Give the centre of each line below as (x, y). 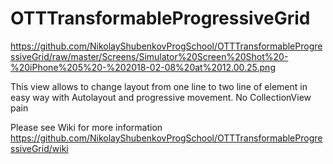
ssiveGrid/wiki (39, 148)
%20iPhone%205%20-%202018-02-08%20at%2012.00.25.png (143, 67)
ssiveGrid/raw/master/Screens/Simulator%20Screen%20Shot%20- (149, 56)
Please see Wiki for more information (86, 127)
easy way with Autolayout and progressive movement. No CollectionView (161, 97)
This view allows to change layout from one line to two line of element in (159, 86)
